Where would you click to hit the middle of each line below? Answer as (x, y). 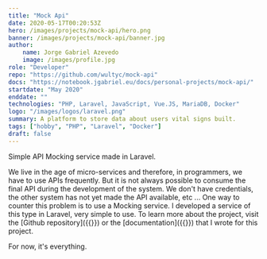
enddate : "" (28, 97)
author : (21, 45)
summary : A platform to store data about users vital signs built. (122, 119)
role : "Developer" (39, 68)
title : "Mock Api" (39, 15)
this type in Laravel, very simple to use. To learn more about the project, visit (133, 214)
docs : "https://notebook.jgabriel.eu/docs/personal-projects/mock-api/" (131, 82)
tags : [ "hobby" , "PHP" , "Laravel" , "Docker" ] (85, 126)
